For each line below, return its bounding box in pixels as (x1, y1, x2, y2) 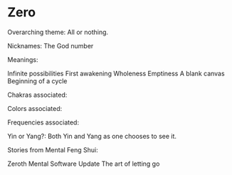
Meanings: (7, 55, 38, 64)
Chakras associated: (7, 90, 68, 99)
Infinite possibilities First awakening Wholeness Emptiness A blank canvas (7, 69, 226, 78)
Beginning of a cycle (7, 76, 68, 85)
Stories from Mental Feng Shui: (7, 145, 98, 154)
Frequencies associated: (7, 118, 80, 127)
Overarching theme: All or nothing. (7, 28, 109, 36)
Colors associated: (7, 104, 63, 112)
